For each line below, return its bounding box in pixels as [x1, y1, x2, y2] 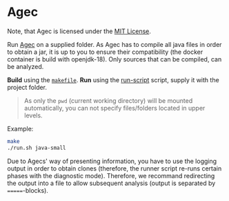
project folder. [7, 83, 47, 91]
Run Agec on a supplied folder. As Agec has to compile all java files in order [7, 40, 222, 48]
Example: [7, 124, 34, 133]
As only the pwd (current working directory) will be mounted [23, 96, 193, 104]
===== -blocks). [7, 186, 48, 194]
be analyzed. [7, 62, 44, 70]
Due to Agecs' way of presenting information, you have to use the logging [7, 157, 217, 165]
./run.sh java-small [7, 144, 67, 151]
